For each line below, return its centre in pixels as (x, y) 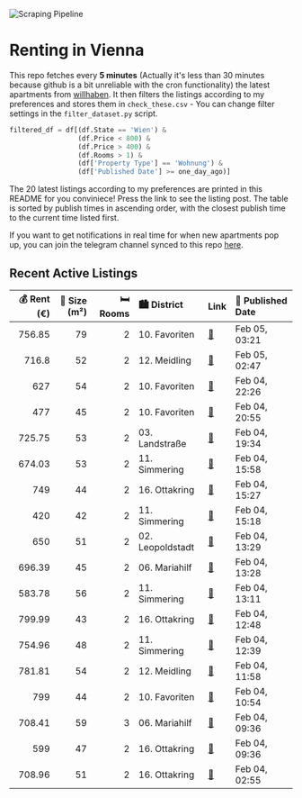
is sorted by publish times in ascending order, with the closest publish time (147, 208)
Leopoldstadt (166, 547)
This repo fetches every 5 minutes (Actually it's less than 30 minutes (137, 75)
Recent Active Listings (74, 273)
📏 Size (73, 300)
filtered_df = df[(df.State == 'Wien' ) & (88, 130)
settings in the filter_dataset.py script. (84, 113)
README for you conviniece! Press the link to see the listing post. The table (149, 199)
